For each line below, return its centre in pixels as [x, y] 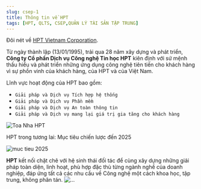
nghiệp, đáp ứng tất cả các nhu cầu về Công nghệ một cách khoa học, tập [98, 173]
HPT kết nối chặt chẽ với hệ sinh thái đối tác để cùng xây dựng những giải [98, 161]
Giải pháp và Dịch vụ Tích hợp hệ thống [66, 95]
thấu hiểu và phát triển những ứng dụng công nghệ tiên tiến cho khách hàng [101, 65]
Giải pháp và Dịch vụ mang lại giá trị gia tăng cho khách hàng [97, 114]
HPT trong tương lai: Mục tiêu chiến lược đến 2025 [69, 137]
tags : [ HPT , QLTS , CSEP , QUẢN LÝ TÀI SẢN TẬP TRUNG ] [72, 23]
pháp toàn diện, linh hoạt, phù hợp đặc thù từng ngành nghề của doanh [94, 167]
